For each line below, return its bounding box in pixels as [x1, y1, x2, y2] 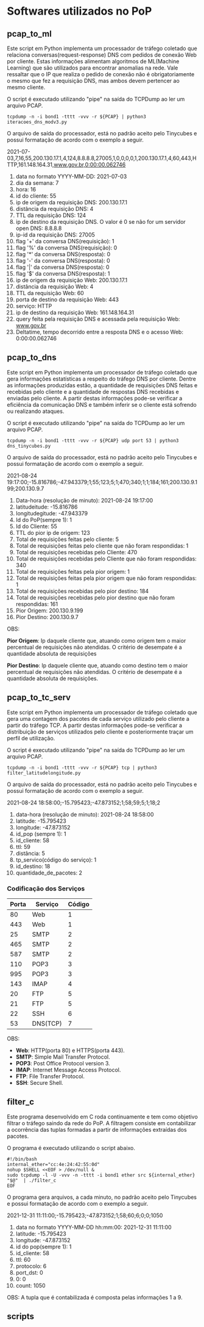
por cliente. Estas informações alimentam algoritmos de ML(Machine [7, 58, 180, 65]
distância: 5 [15, 849, 45, 857]
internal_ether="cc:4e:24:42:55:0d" [7, 1161, 100, 1167]
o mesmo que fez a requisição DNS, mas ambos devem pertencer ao [7, 77, 180, 84]
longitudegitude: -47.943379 [15, 509, 88, 517]
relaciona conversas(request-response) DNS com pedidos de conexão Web [7, 51, 197, 59]
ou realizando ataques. [7, 407, 65, 415]
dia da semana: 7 [15, 179, 59, 187]
